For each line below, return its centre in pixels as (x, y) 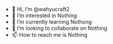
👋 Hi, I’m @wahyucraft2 (41, 9)
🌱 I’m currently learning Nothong (52, 22)
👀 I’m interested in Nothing (44, 15)
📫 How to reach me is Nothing (50, 35)
